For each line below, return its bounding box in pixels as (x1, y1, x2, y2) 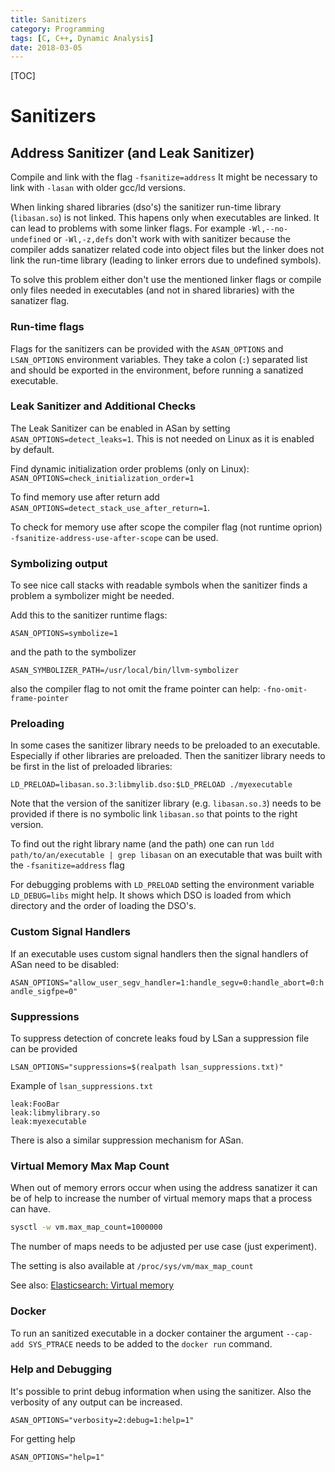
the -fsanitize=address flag (10, 859, 125, 871)
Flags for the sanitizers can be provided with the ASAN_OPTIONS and (10, 342, 284, 355)
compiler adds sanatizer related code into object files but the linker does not (10, 244, 325, 256)
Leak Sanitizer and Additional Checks (10, 399, 197, 413)
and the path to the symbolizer (10, 646, 137, 658)
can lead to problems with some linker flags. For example (10, 222, 246, 235)
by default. (10, 443, 55, 455)
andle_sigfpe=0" (10, 986, 78, 996)
